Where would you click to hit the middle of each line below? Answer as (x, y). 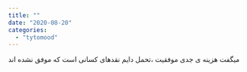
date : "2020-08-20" (40, 23)
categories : (28, 30)
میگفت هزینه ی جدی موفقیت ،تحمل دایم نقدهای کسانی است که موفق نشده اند (124, 59)
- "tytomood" (37, 37)
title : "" (24, 15)
